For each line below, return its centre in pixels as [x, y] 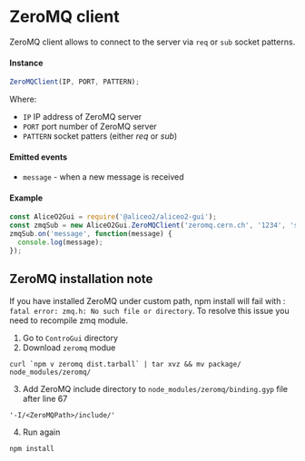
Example [26, 198]
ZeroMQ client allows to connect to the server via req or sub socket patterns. [152, 42]
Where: [23, 99]
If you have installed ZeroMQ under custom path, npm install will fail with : [148, 300]
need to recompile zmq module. [69, 320]
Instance [26, 63]
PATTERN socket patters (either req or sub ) [100, 136]
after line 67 [45, 398]
